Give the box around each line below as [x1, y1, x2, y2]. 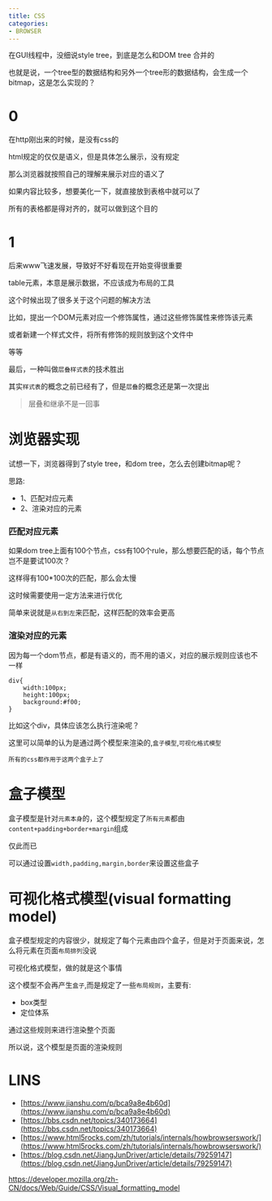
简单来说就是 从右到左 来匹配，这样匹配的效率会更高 [8, 607, 175, 618]
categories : [8, 20, 49, 28]
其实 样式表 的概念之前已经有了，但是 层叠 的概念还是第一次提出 [8, 381, 209, 391]
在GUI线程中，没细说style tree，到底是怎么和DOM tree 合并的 [8, 50, 215, 60]
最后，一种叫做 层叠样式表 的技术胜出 [8, 364, 124, 374]
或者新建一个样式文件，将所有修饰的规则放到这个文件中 [8, 330, 193, 340]
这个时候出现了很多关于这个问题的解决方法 [8, 295, 151, 305]
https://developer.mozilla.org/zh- [8, 1174, 119, 1184]
